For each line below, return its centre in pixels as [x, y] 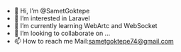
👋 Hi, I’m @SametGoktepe [52, 11]
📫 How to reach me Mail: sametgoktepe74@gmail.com [94, 41]
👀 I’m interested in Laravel [52, 18]
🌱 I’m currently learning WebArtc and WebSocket [86, 26]
